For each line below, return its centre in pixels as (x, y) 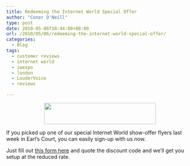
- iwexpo (22, 67)
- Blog (20, 45)
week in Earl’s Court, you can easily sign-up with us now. (76, 139)
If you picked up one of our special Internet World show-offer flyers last (94, 133)
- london (22, 73)
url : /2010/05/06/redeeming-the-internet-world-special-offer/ (86, 34)
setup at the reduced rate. (38, 157)
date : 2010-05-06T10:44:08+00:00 (48, 28)
